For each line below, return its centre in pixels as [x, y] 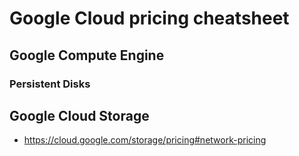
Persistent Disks [50, 84]
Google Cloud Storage [79, 115]
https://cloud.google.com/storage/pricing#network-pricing [145, 140]
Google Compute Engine [87, 55]
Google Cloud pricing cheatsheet [149, 18]
